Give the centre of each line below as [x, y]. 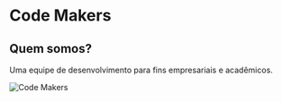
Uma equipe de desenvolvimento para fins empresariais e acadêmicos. [141, 70]
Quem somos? [51, 49]
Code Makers [60, 16]
